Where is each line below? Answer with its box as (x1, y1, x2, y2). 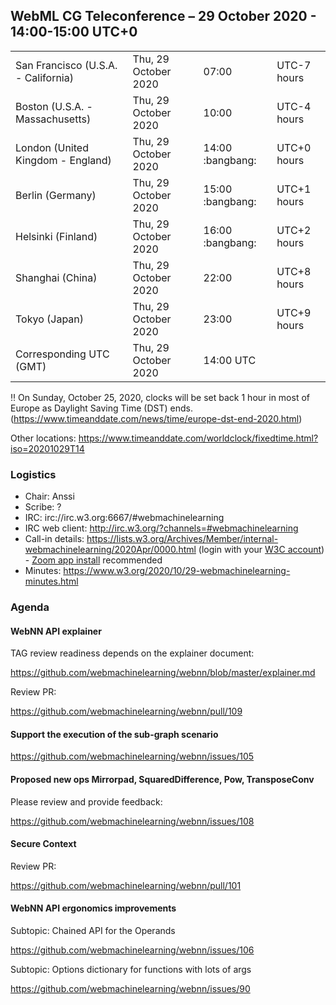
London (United (15, 140, 89, 154)
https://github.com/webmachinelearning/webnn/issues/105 (10, 750, 255, 763)
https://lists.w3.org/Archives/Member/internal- (86, 533, 279, 545)
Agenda (10, 600, 50, 614)
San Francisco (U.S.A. (15, 58, 118, 72)
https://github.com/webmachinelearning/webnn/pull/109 (10, 705, 243, 718)
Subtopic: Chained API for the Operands (10, 925, 176, 937)
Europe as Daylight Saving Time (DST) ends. (10, 402, 193, 414)
